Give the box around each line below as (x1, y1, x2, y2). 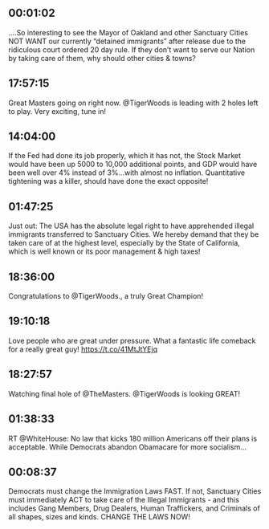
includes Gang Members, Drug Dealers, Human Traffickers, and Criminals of (8, 503, 261, 513)
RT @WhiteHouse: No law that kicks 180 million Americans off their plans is (8, 433, 258, 443)
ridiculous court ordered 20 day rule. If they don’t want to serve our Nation (8, 44, 255, 55)
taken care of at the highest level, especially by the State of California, (8, 238, 241, 248)
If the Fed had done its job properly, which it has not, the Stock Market (8, 151, 242, 161)
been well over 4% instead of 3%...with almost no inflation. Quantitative (8, 168, 246, 177)
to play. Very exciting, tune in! (8, 106, 107, 116)
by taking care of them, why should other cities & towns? (8, 53, 197, 63)
